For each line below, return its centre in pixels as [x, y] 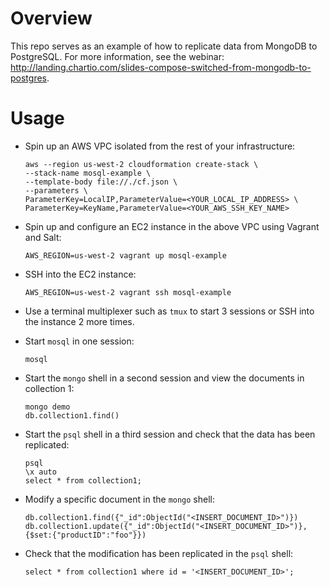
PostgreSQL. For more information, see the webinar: [117, 56]
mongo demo [47, 407]
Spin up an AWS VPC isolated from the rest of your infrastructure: [160, 146]
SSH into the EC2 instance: [80, 274]
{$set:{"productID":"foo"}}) [85, 535]
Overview [51, 18]
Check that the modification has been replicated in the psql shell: [159, 553]
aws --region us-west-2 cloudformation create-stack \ [141, 164]
